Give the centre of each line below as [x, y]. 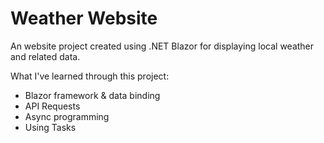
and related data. [45, 56]
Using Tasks [50, 127]
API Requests [52, 106]
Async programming [67, 116]
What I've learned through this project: [90, 76]
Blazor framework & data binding [92, 95]
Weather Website [84, 18]
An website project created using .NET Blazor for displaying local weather [162, 46]
